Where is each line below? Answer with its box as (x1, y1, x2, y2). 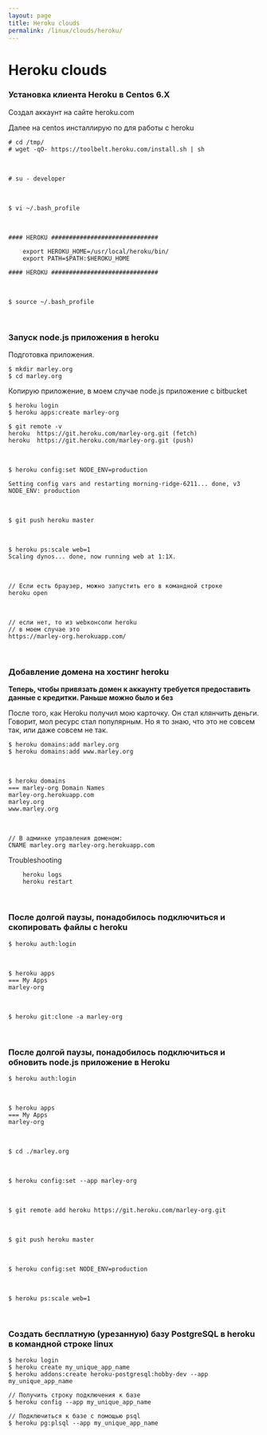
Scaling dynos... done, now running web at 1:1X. (8, 553, 177, 561)
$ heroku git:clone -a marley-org (8, 1012, 124, 1021)
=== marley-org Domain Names (8, 784, 105, 792)
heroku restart (22, 878, 73, 886)
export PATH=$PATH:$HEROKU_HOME (22, 254, 130, 262)
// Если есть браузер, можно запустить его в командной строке (8, 582, 223, 590)
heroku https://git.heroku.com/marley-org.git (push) (8, 436, 194, 445)
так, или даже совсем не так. (8, 725, 108, 735)
